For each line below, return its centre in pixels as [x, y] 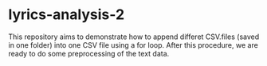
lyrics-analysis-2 [67, 15]
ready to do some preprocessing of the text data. [89, 53]
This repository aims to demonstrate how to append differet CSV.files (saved [134, 37]
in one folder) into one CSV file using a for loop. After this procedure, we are [133, 45]
